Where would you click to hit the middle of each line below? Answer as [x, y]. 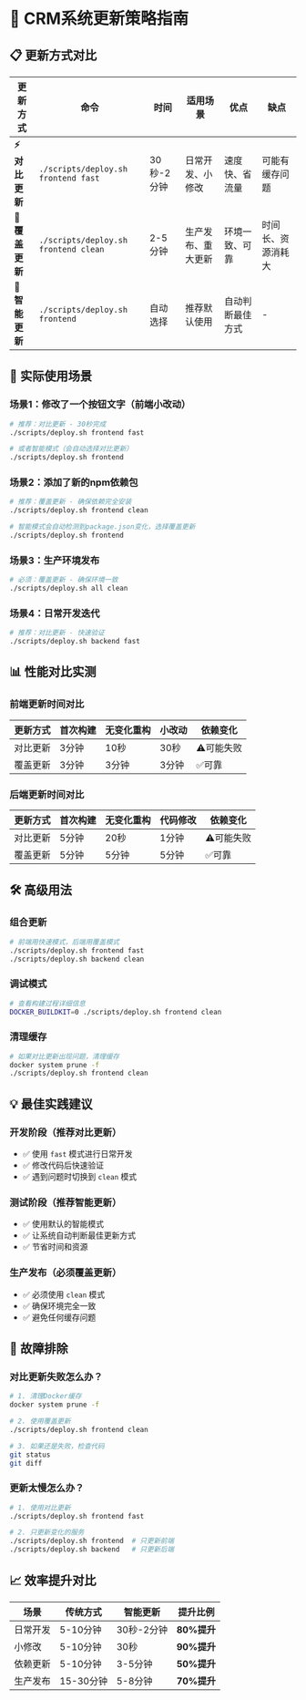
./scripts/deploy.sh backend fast [75, 642]
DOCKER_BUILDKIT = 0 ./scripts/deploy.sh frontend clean [116, 1012]
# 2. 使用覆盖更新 [40, 1422]
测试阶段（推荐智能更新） [66, 1202]
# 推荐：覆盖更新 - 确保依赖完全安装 [71, 502]
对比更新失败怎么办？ [56, 1376]
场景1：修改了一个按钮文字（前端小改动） [100, 405]
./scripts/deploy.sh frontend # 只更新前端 [92, 1541]
